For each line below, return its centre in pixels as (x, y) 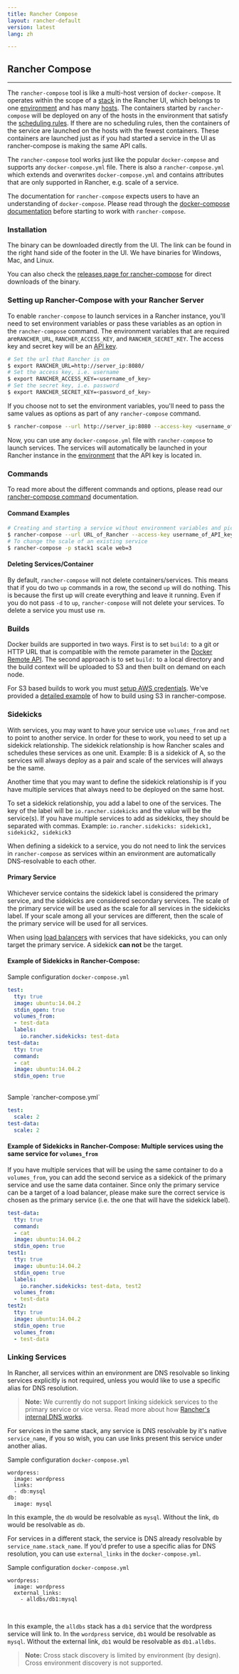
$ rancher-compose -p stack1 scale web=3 (70, 548)
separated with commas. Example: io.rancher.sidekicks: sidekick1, (110, 826)
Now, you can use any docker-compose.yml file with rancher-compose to (110, 440)
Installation (27, 229)
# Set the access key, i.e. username (63, 372)
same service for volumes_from (53, 1154)
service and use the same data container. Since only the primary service (113, 1184)
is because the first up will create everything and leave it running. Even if (114, 595)
